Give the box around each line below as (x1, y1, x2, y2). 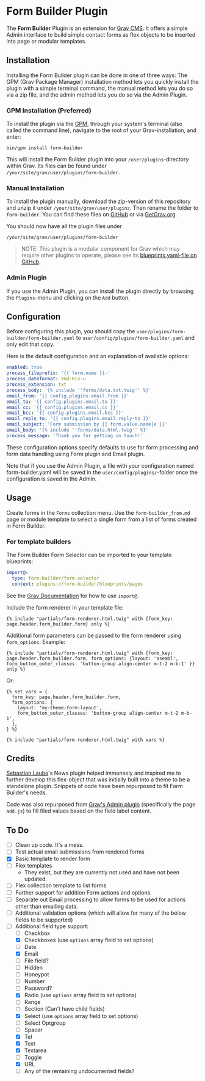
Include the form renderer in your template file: (6, 603, 124, 611)
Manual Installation (6, 183, 65, 192)
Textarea (24, 1047, 47, 1054)
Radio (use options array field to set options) (24, 992, 137, 999)
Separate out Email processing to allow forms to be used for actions (15, 896, 186, 903)
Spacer (24, 1026, 43, 1033)
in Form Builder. (6, 522, 46, 529)
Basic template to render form (15, 855, 90, 863)
